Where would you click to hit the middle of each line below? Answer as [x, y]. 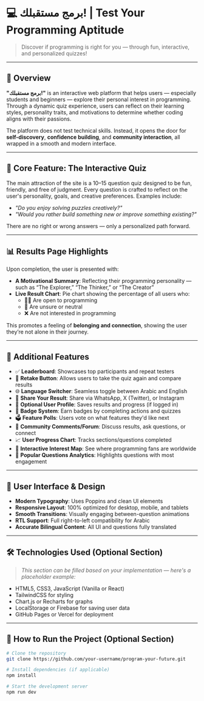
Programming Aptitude [65, 30]
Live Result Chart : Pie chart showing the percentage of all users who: [102, 294]
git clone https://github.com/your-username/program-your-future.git [96, 659]
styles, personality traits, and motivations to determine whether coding [95, 112]
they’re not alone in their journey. [48, 332]
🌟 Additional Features [48, 357]
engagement [31, 462]
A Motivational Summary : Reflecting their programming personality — [103, 281]
